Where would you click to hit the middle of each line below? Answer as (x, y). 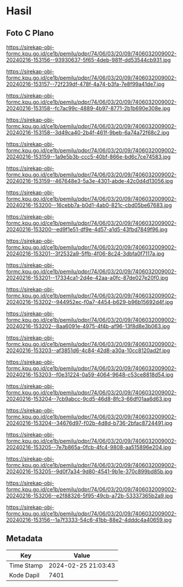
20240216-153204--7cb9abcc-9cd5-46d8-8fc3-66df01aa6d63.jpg (89, 399)
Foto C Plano (30, 33)
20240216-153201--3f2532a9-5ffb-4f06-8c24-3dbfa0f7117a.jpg (85, 254)
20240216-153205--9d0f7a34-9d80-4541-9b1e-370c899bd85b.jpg (89, 471)
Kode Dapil (24, 575)
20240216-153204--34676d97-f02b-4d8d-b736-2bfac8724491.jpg (89, 423)
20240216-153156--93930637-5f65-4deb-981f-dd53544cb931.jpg (89, 60)
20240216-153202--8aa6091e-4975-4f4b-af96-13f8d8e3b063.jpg (88, 326)
